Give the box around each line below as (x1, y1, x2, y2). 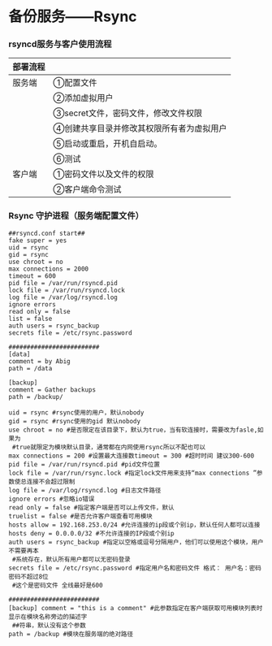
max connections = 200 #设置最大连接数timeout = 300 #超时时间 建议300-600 (8, 452, 254, 460)
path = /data (8, 364, 53, 372)
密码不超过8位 (8, 572, 49, 581)
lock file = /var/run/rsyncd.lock (8, 286, 126, 294)
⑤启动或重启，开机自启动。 (53, 138, 162, 150)
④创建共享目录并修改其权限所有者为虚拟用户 (53, 123, 227, 134)
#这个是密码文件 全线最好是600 (11, 581, 103, 589)
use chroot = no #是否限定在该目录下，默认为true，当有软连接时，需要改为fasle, (8, 426, 258, 434)
